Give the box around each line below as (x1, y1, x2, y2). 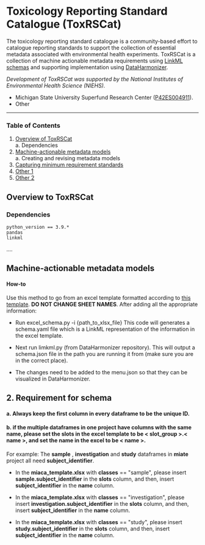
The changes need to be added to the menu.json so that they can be (15, 368, 188, 376)
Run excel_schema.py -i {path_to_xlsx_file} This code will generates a (15, 319, 190, 326)
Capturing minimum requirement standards (15, 161, 124, 169)
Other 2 (15, 174, 35, 182)
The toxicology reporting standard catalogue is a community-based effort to (6, 37, 198, 45)
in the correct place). (15, 357, 68, 364)
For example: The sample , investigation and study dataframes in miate (6, 450, 189, 458)
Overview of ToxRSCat (15, 135, 73, 143)
